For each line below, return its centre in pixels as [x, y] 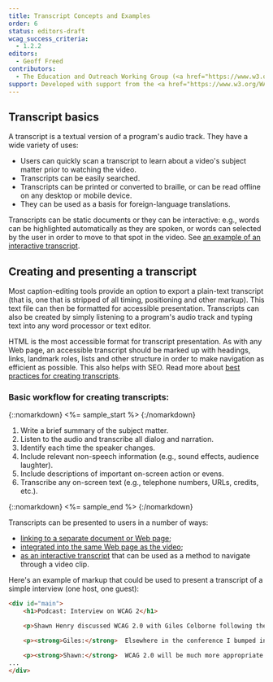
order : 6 [23, 24]
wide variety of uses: [43, 145]
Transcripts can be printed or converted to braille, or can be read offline [141, 187]
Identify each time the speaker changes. [88, 448]
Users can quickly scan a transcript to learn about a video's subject [133, 161]
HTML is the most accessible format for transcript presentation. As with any [135, 342]
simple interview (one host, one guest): [74, 589]
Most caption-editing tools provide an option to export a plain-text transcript [136, 291]
